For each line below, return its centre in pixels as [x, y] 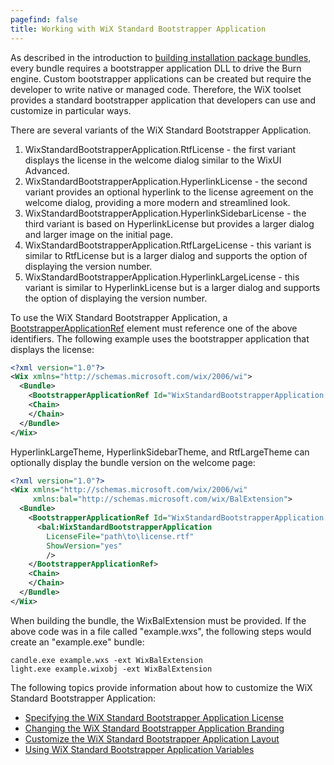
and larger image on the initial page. [99, 234]
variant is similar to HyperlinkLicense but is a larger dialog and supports [172, 287]
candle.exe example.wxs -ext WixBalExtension [106, 660]
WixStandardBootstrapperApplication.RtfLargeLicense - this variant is [168, 245]
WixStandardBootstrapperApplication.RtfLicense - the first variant [160, 149]
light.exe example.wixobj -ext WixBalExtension [111, 669]
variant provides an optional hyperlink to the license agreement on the [169, 192]
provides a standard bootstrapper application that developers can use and [163, 100]
